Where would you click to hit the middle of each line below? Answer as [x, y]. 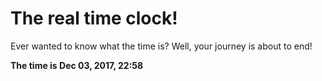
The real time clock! [94, 18]
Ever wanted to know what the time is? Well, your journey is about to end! [161, 46]
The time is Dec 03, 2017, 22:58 [77, 65]
